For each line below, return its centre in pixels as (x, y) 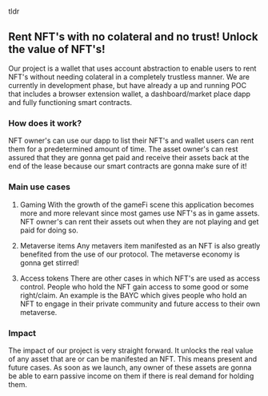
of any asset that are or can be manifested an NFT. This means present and (133, 358)
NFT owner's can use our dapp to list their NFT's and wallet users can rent (131, 141)
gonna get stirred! (50, 262)
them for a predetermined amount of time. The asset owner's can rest (123, 149)
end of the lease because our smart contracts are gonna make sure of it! (128, 166)
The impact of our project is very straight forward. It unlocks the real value (131, 350)
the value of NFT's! (57, 49)
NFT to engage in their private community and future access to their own (140, 304)
